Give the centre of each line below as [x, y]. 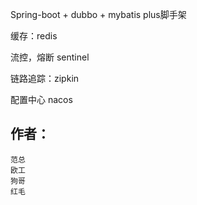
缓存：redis [34, 36]
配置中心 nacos [41, 99]
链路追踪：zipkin [45, 78]
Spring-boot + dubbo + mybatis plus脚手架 [98, 14]
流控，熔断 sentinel [50, 57]
